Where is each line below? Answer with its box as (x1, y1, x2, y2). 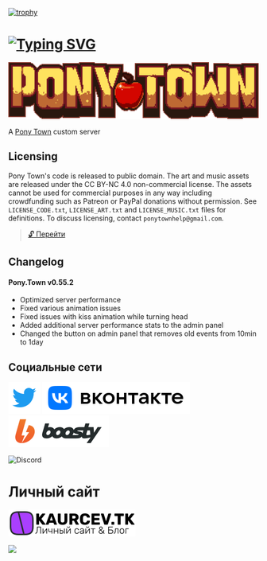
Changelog (8, 255, 64, 269)
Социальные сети (8, 360, 103, 374)
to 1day (19, 337, 44, 347)
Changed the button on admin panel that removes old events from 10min (19, 329, 257, 338)
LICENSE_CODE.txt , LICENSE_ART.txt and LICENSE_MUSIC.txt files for (8, 205, 226, 214)
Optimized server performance (19, 295, 122, 305)
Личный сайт (8, 483, 101, 501)
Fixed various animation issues (19, 303, 122, 314)
